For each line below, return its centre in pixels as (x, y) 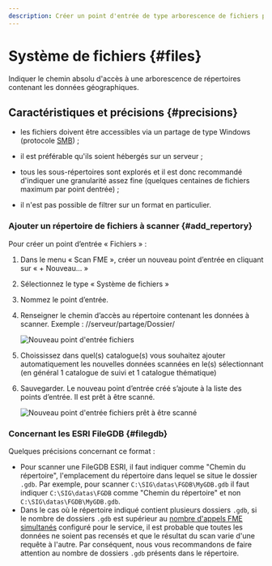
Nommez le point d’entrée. (64, 299)
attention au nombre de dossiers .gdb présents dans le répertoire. (130, 553)
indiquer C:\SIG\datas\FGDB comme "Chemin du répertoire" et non (130, 492)
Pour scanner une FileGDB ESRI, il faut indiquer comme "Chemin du (133, 466)
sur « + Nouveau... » (54, 268)
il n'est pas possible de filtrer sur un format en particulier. (116, 205)
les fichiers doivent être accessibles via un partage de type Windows (135, 132)
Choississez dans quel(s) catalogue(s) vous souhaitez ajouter (123, 355)
